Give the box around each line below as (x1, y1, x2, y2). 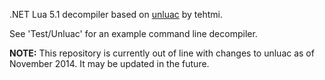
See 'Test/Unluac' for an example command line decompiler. (9, 28, 258, 39)
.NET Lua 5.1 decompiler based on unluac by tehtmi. (9, 9, 223, 20)
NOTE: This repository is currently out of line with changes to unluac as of (9, 47, 315, 59)
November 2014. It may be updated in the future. (9, 58, 210, 69)
